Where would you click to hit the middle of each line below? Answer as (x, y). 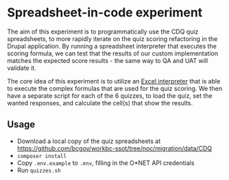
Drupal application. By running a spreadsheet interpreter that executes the (112, 46)
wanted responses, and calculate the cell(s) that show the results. (100, 103)
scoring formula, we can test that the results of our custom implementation (112, 53)
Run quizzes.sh (39, 170)
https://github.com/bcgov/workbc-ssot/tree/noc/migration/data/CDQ (114, 148)
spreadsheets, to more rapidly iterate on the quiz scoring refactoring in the (112, 38)
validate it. (22, 68)
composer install (42, 156)
